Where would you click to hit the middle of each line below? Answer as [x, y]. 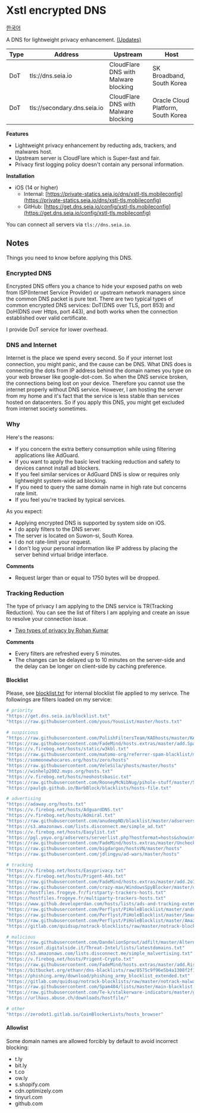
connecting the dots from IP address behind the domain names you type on [99, 370]
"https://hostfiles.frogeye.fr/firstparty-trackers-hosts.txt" [86, 893]
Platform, [165, 108]
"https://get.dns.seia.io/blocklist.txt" [58, 716]
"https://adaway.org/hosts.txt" [46, 804]
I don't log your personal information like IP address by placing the [96, 548]
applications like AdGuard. [47, 455]
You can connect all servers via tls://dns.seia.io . [69, 224]
